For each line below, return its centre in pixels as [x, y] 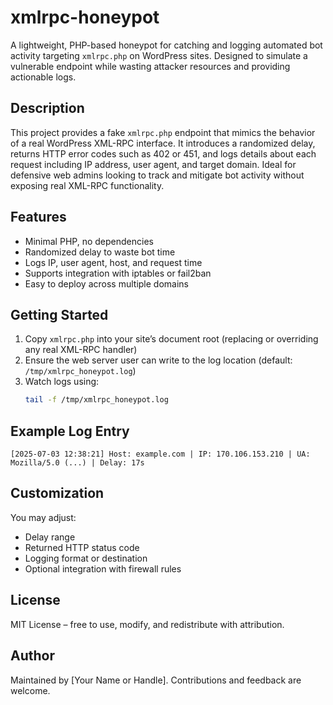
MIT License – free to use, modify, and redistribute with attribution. [147, 624]
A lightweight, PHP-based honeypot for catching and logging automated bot [166, 45]
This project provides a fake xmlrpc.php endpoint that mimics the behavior [163, 132]
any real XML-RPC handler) [81, 350]
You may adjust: [43, 517]
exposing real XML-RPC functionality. [87, 185]
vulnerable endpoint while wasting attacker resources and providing [150, 66]
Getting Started [59, 314]
